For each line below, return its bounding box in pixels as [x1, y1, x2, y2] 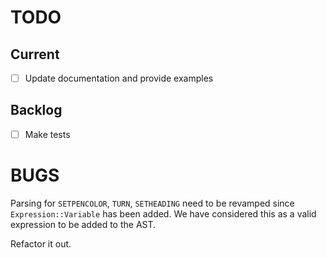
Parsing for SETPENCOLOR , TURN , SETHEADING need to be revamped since [10, 197, 295, 209]
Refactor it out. [10, 237, 72, 250]
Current [10, 46, 60, 63]
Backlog [10, 102, 63, 119]
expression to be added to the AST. [10, 218, 157, 230]
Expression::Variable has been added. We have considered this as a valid [10, 207, 317, 220]
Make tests [24, 128, 71, 140]
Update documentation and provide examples [24, 72, 214, 84]
